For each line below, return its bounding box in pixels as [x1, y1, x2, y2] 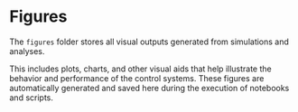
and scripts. [9, 92, 54, 103]
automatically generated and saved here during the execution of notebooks [9, 82, 290, 93]
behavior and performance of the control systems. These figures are [9, 72, 265, 83]
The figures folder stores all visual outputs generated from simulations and [9, 36, 289, 47]
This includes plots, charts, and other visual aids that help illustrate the [9, 63, 273, 74]
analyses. [9, 45, 45, 56]
